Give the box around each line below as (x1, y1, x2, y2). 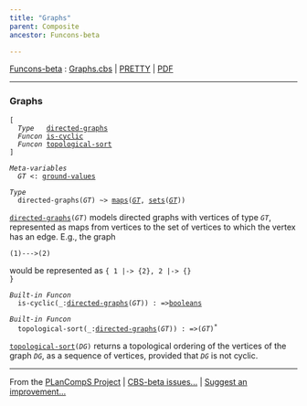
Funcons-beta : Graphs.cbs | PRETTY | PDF (9, 63, 174, 74)
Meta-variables (9, 164, 68, 173)
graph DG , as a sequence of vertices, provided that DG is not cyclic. (9, 349, 259, 361)
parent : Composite (9, 22, 79, 31)
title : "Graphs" (9, 13, 71, 23)
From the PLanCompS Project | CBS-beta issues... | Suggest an (9, 376, 249, 387)
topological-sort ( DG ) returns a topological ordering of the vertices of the (9, 340, 287, 351)
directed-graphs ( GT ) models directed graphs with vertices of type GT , (9, 211, 271, 222)
